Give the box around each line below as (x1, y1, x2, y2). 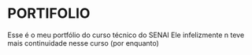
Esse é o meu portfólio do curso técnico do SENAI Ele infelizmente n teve (7, 30, 245, 40)
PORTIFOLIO (7, 5, 91, 22)
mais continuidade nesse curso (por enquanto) (7, 38, 159, 47)
